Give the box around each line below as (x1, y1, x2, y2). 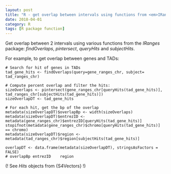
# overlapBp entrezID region (5, 154, 74, 159)
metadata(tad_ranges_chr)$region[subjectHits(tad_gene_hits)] (5, 136, 140, 142)
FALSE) (5, 150, 19, 155)
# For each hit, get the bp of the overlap (5, 105, 99, 111)
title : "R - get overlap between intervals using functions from (5, 12, 147, 17)
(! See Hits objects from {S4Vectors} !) (5, 163, 86, 169)
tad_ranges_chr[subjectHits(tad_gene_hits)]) (5, 92, 103, 97)
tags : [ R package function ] (5, 26, 65, 31)
